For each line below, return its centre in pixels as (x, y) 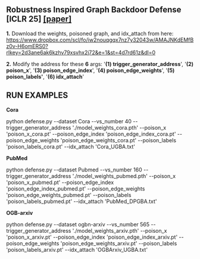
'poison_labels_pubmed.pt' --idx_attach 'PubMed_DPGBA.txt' (82, 201)
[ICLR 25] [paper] (39, 19)
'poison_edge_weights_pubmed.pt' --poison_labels (69, 195)
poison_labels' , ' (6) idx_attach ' (45, 76)
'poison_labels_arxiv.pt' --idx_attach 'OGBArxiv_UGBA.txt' (77, 249)
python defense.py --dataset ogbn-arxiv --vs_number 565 (78, 224)
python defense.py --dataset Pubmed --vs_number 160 (74, 170)
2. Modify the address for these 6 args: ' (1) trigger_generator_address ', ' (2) (100, 64)
